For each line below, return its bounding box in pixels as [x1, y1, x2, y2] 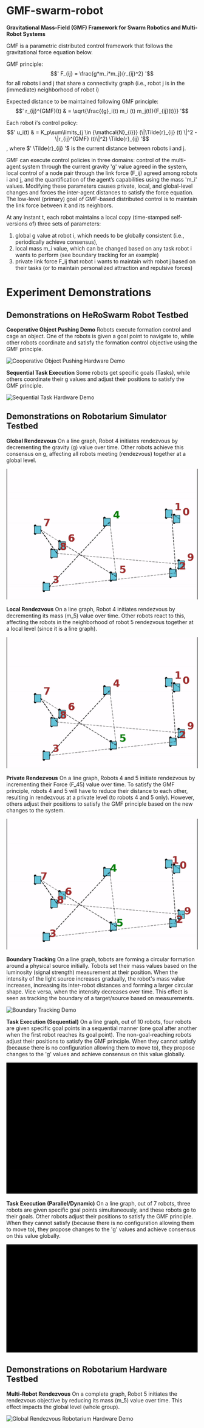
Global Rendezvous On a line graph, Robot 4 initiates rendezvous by [6, 437, 178, 444]
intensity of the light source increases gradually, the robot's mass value [6, 975, 185, 982]
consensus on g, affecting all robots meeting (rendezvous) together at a [6, 450, 186, 457]
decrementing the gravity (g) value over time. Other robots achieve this [6, 443, 184, 451]
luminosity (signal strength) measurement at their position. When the [6, 968, 178, 976]
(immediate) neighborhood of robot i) [6, 86, 100, 93]
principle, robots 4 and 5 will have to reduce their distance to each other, [6, 787, 188, 794]
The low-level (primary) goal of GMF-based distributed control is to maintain [6, 195, 197, 202]
